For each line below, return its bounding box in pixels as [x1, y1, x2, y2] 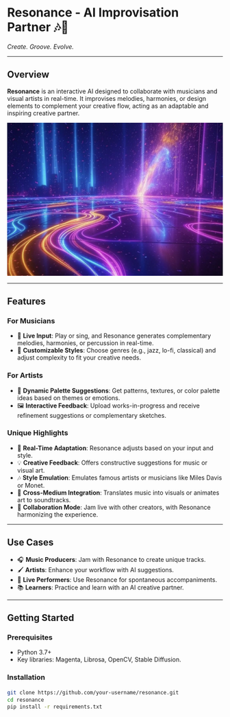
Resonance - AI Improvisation [7, 5, 179, 21]
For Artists [7, 371, 43, 380]
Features [7, 295, 46, 307]
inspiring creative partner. [7, 108, 80, 117]
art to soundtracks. [16, 495, 71, 504]
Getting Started [7, 612, 75, 624]
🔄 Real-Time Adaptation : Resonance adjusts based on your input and [16, 444, 214, 452]
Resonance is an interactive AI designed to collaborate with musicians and [7, 87, 218, 95]
